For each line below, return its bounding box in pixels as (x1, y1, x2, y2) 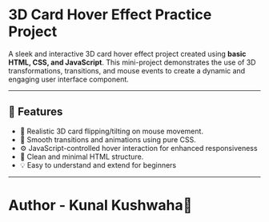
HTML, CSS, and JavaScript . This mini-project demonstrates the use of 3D (8, 57, 256, 67)
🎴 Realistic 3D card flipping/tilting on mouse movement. (19, 126, 204, 136)
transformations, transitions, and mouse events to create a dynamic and (8, 65, 246, 75)
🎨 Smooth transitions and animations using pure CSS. (19, 134, 196, 145)
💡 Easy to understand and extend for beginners (19, 160, 177, 169)
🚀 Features (8, 105, 63, 119)
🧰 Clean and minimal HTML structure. (19, 152, 144, 161)
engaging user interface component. (8, 74, 130, 84)
